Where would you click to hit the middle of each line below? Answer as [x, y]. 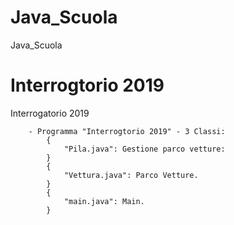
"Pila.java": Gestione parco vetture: [144, 149]
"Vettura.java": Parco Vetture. [131, 175]
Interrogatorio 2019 [50, 113]
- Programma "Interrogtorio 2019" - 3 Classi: [127, 131]
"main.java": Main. [104, 201]
